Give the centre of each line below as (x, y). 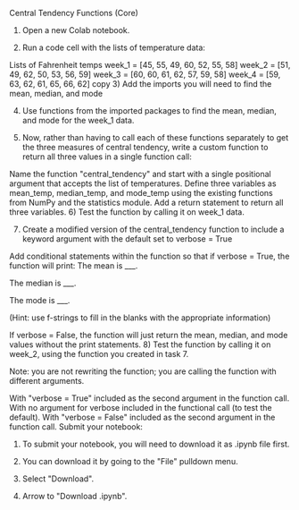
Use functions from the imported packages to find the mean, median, (149, 110)
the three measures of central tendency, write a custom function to (145, 147)
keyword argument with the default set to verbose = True (127, 239)
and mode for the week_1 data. (78, 120)
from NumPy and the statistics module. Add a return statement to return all (146, 202)
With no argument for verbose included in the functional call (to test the (141, 408)
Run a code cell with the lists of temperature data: (113, 47)
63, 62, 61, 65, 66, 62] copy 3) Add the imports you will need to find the (141, 84)
